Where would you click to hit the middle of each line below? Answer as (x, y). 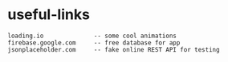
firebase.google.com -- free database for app (94, 43)
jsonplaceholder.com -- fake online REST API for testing (114, 49)
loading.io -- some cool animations (92, 36)
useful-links (49, 15)
